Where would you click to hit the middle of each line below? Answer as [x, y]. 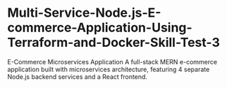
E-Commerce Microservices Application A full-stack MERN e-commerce [112, 61]
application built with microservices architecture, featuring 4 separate [109, 69]
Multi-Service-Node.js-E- [84, 13]
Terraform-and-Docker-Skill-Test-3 [114, 43]
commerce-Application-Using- [100, 28]
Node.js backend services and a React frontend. [78, 76]
